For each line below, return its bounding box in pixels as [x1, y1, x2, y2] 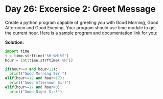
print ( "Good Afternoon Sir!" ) [9, 80, 71, 85]
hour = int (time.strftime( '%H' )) [5, 58, 73, 63]
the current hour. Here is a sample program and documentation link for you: [5, 30, 158, 36]
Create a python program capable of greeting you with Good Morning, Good [5, 20, 159, 25]
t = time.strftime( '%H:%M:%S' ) [5, 53, 69, 58]
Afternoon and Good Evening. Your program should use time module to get [5, 24, 156, 30]
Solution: [5, 39, 24, 45]
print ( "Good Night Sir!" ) [9, 89, 63, 94]
